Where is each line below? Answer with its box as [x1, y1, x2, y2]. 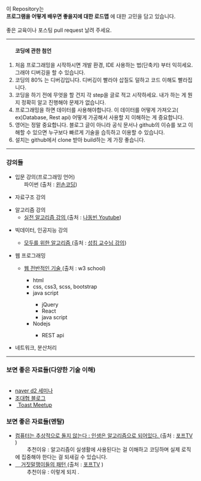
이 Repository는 [6, 5, 44, 12]
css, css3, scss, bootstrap [32, 283, 98, 290]
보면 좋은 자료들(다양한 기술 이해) [6, 366, 96, 374]
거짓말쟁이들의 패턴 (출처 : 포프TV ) [20, 461, 103, 468]
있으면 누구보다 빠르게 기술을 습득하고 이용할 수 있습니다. [32, 129, 165, 136]
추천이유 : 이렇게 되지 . [26, 468, 80, 476]
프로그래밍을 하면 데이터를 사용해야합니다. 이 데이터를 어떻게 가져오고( [14, 107, 178, 114]
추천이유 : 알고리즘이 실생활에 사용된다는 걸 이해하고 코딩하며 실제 [26, 446, 181, 453]
